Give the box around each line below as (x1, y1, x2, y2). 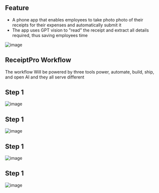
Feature (5, 4, 29, 12)
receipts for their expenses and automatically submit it (12, 22, 122, 28)
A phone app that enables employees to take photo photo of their (12, 17, 143, 22)
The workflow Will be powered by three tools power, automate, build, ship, (5, 69, 155, 75)
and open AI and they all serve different (5, 74, 84, 80)
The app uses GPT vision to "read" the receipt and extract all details (12, 27, 149, 33)
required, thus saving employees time (12, 32, 88, 38)
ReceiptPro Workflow (5, 56, 72, 64)
